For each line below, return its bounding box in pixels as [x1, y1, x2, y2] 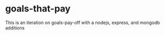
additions [5, 24, 25, 30]
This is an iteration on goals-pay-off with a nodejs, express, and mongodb [5, 19, 160, 25]
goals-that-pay [5, 3, 71, 14]
